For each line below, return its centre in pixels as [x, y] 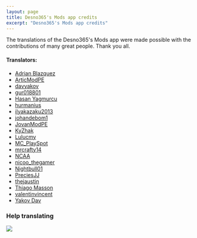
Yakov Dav [28, 200]
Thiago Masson [34, 187]
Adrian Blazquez [35, 73]
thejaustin [27, 181]
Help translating [30, 216]
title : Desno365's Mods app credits [52, 17]
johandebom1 [31, 118]
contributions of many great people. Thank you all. [68, 46]
